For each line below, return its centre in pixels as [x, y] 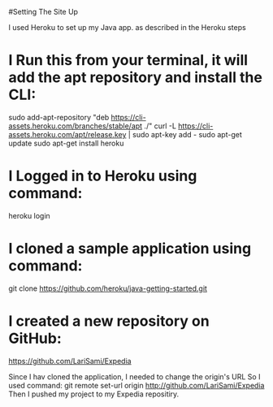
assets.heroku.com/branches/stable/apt [76, 126]
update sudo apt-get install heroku [66, 143]
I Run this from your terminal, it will [128, 61]
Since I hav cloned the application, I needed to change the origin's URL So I [134, 376]
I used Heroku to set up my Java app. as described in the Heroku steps [127, 27]
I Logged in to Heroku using [103, 176]
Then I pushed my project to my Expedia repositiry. [94, 394]
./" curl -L [160, 126]
